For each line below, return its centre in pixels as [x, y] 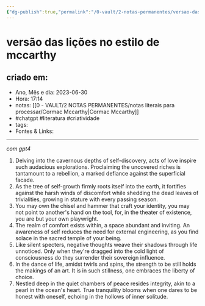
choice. [25, 277]
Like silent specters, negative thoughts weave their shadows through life [106, 244]
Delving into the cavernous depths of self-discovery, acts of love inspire [106, 160]
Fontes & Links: [34, 131]
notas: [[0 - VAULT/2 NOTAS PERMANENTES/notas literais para [95, 105]
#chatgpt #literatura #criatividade [57, 118]
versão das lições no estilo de [83, 42]
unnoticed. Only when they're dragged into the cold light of [89, 251]
